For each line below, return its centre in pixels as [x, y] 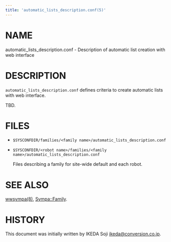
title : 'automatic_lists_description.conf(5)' [56, 10]
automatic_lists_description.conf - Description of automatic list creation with [85, 50]
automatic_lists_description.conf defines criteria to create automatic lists [84, 90]
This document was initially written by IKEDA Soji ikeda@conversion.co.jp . [83, 234]
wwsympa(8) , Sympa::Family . [36, 199]
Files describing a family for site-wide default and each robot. [78, 164]
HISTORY [25, 220]
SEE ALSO [27, 185]
